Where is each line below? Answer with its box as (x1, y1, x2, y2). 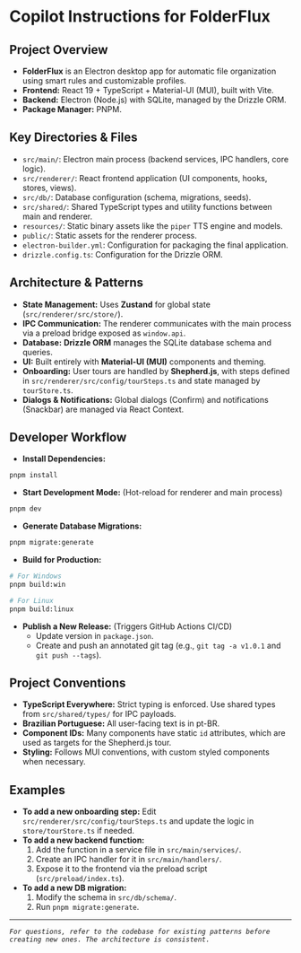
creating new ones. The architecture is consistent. (9, 935, 211, 944)
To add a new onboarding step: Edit (21, 806, 157, 817)
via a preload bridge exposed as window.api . (21, 328, 186, 338)
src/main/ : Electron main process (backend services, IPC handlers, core (21, 153, 289, 164)
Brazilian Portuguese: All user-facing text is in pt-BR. (21, 718, 220, 729)
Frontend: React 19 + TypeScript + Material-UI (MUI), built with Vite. (21, 85, 275, 95)
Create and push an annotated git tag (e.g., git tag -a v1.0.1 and (35, 640, 281, 651)
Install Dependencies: (21, 453, 106, 464)
